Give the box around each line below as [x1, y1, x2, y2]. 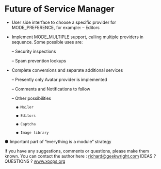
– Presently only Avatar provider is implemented [11, 77, 107, 82]
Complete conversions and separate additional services [11, 67, 123, 73]
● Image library [16, 130, 49, 135]
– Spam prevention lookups [11, 58, 66, 63]
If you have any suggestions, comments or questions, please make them [4, 148, 149, 154]
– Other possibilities [11, 95, 51, 101]
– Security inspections [11, 48, 56, 54]
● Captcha [16, 122, 36, 126]
